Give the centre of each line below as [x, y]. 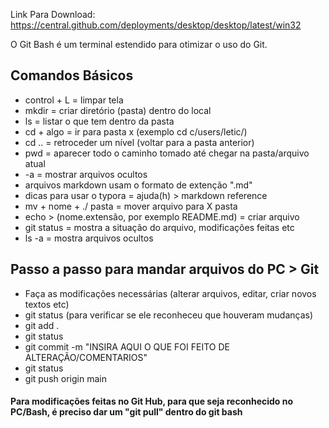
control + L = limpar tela [74, 100]
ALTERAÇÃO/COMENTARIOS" [86, 357]
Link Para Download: [53, 14]
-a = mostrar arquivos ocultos [86, 174]
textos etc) [47, 304]
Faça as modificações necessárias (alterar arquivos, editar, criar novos [170, 293]
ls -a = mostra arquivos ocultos [89, 238]
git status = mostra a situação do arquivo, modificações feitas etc [159, 227]
